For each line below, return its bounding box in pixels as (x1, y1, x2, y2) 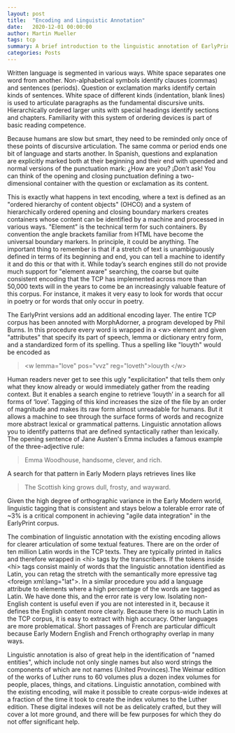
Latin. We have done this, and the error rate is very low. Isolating (7, 592, 192, 600)
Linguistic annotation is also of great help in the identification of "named (7, 650, 215, 659)
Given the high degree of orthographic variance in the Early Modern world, (7, 496, 222, 505)
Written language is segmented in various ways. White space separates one (7, 68, 226, 77)
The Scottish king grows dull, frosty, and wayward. (24, 483, 171, 491)
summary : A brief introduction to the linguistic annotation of (7, 43, 199, 50)
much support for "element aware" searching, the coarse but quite (7, 267, 199, 276)
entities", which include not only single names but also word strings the (7, 657, 213, 666)
